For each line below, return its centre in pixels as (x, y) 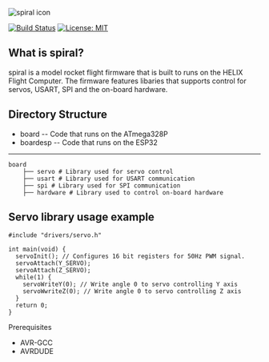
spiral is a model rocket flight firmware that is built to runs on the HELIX (126, 72)
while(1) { (34, 278)
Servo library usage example (81, 217)
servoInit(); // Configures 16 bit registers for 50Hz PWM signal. (130, 256)
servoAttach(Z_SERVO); (53, 271)
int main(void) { (37, 249)
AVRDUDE (37, 352)
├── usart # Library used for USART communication (109, 179)
